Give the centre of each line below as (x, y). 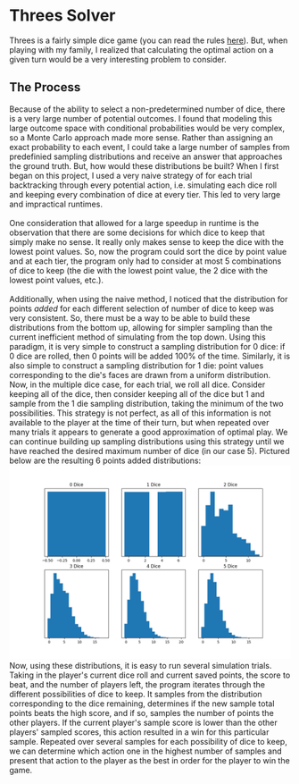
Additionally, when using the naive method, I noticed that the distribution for (149, 299)
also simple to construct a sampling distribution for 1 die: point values (137, 365)
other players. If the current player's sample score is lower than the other (144, 723)
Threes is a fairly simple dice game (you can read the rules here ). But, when (149, 40)
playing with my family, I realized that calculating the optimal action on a (141, 49)
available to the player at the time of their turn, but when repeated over (139, 422)
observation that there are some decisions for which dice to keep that (137, 232)
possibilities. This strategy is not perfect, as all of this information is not (140, 413)
